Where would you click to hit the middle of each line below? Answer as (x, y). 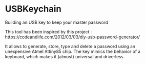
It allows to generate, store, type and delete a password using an (70, 46)
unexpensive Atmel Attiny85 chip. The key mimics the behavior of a (73, 51)
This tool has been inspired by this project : (48, 32)
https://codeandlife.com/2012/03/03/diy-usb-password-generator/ (72, 37)
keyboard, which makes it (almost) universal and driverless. (65, 56)
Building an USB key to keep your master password (57, 22)
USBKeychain (33, 9)
